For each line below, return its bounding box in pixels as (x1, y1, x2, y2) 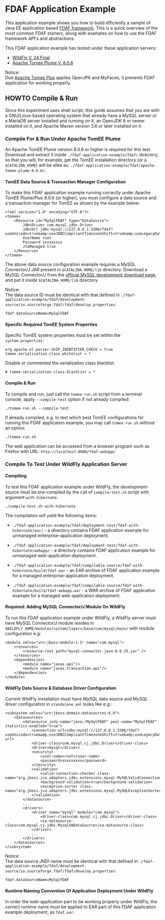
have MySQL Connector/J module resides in (5, 620, 94, 626)
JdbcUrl (23, 227, 38, 232)
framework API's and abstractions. (5, 35, 75, 41)
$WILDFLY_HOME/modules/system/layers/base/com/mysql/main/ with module (5, 625, 155, 631)
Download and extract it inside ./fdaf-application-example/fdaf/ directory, (5, 152, 159, 158)
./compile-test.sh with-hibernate (5, 504, 76, 509)
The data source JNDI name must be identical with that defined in (5, 858, 138, 864)
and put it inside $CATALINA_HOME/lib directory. (5, 277, 99, 283)
